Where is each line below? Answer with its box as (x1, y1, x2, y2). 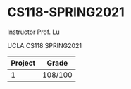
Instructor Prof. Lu (7, 28, 60, 36)
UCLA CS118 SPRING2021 (7, 41, 82, 49)
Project (11, 58, 36, 68)
